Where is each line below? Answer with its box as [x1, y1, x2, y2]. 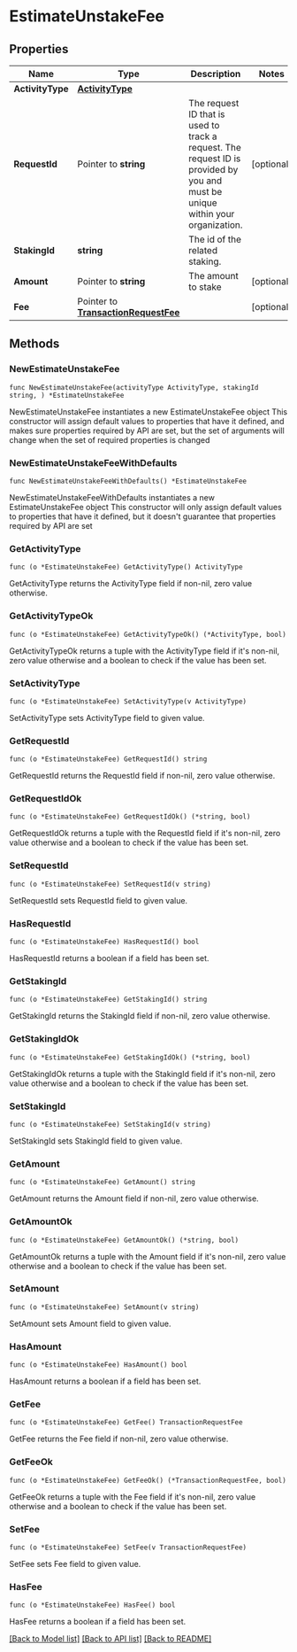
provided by [188, 164, 239, 175]
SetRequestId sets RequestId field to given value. [9, 895, 188, 905]
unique [188, 197, 217, 209]
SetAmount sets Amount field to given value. [9, 1318, 171, 1329]
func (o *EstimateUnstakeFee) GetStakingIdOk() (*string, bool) [9, 1052, 251, 1062]
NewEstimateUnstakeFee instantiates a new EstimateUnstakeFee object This [9, 406, 288, 417]
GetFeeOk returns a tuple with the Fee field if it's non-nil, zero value [9, 1491, 256, 1502]
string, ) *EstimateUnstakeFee [9, 391, 125, 399]
